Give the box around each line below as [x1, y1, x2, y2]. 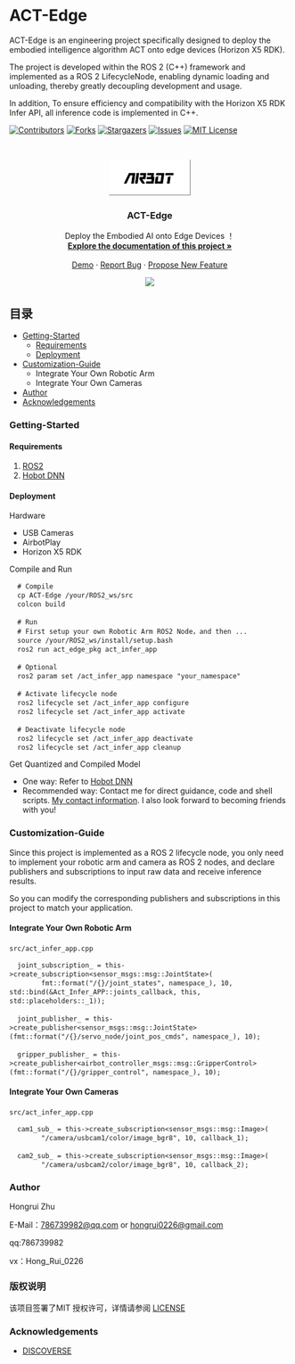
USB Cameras [21, 528, 74, 538]
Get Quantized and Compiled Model [9, 759, 141, 769]
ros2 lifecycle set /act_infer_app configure [17, 699, 190, 708]
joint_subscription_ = [17, 960, 102, 970]
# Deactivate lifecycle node [17, 726, 126, 735]
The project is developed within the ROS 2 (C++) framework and [9, 62, 246, 72]
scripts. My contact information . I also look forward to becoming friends [21, 795, 287, 806]
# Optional [17, 663, 58, 672]
